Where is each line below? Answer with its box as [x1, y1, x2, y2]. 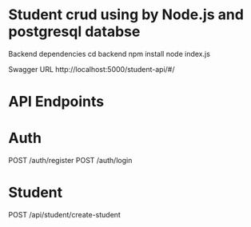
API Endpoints [8, 93, 105, 111]
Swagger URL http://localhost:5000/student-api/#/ [8, 64, 175, 74]
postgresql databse [8, 22, 141, 41]
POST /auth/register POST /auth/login [8, 156, 133, 165]
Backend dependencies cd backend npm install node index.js [8, 49, 210, 58]
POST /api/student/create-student [8, 210, 122, 219]
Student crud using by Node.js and [8, 6, 244, 24]
